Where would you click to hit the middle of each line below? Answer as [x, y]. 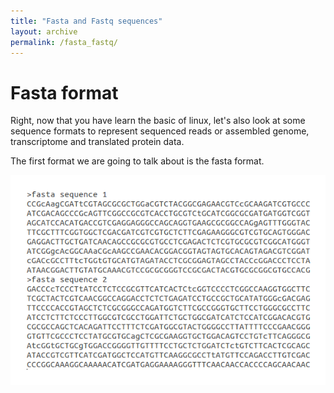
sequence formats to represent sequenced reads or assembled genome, [160, 131]
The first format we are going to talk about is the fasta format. [137, 161]
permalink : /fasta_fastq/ [64, 42]
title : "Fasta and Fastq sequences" [86, 21]
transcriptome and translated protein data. [97, 142]
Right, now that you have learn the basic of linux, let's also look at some [158, 121]
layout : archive [44, 31]
